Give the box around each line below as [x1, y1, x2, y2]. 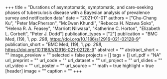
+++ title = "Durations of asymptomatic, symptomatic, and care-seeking [5, 4, 154, 10]
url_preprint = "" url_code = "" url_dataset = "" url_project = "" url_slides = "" [5, 57, 163, 63]
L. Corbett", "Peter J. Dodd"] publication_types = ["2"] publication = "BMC [5, 31, 158, 36]
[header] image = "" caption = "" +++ [5, 68, 82, 74]
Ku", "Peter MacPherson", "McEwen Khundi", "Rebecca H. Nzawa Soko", [5, 20, 155, 26]
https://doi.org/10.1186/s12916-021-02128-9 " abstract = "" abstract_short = [5, 47, 159, 52]
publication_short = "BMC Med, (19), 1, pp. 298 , [5, 41, 103, 47]
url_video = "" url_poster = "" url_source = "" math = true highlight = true [5, 62, 154, 68]
